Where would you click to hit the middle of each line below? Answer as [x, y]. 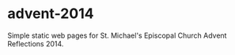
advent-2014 [51, 14]
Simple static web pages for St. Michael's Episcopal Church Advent [117, 35]
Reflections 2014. [36, 43]
